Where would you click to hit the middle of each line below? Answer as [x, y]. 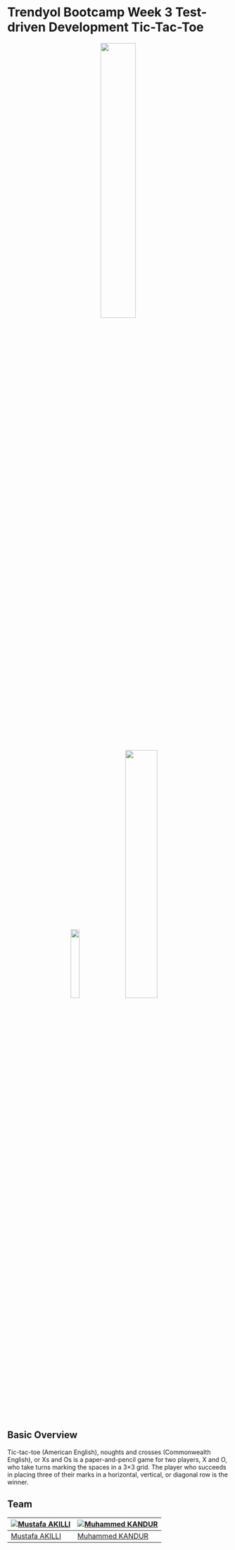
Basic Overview [43, 1435]
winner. [18, 1482]
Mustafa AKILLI [36, 1536]
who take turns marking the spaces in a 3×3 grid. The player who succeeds [117, 1467]
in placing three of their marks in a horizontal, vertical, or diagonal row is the [118, 1475]
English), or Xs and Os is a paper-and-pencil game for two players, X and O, [117, 1459]
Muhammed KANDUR [113, 1536]
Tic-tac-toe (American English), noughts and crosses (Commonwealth [109, 1452]
